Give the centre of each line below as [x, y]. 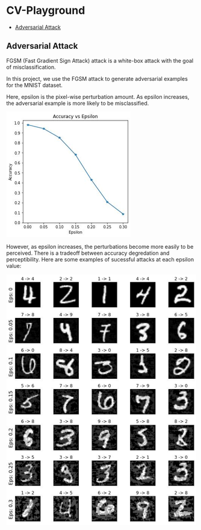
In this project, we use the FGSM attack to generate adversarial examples [97, 78]
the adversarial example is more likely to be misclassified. [78, 103]
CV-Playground [46, 11]
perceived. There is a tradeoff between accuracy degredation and [88, 253]
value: [14, 266]
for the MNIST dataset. [35, 85]
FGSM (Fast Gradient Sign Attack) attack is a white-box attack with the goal [100, 60]
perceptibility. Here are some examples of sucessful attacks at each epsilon [100, 259]
